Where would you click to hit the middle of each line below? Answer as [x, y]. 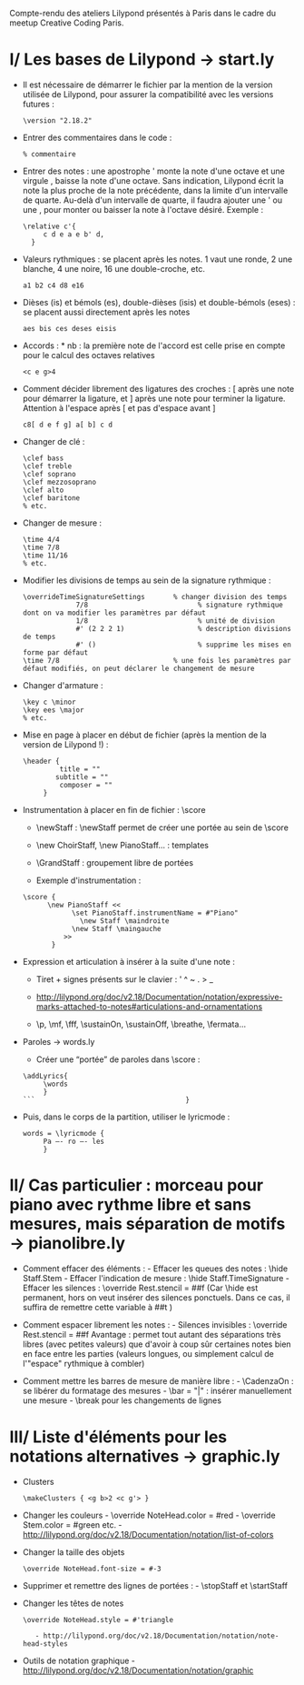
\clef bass [43, 458]
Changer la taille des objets [74, 1552]
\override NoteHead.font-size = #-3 [92, 1569]
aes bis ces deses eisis [69, 328]
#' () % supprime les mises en [184, 645]
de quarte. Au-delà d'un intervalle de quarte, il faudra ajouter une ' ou [152, 200]
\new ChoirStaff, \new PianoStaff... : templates [122, 845]
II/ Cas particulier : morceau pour [137, 1185]
